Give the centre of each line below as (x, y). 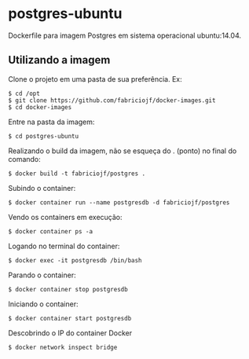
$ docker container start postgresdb (70, 318)
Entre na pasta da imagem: (51, 122)
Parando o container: (42, 275)
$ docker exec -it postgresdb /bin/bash (75, 260)
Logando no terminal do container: (64, 246)
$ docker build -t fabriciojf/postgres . (77, 174)
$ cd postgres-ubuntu (44, 136)
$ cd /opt (24, 93)
